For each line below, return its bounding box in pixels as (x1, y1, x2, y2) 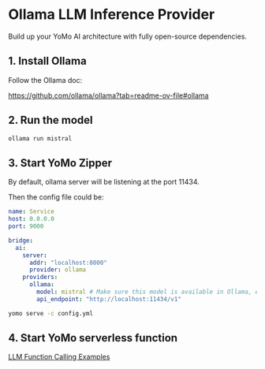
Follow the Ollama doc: (8, 75, 83, 84)
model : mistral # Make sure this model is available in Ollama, (36, 288, 252, 296)
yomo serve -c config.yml (8, 309, 93, 317)
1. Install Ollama (8, 54, 87, 68)
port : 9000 (8, 222, 44, 230)
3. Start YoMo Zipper (8, 156, 113, 170)
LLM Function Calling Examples (8, 352, 110, 362)
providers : (22, 274, 58, 281)
